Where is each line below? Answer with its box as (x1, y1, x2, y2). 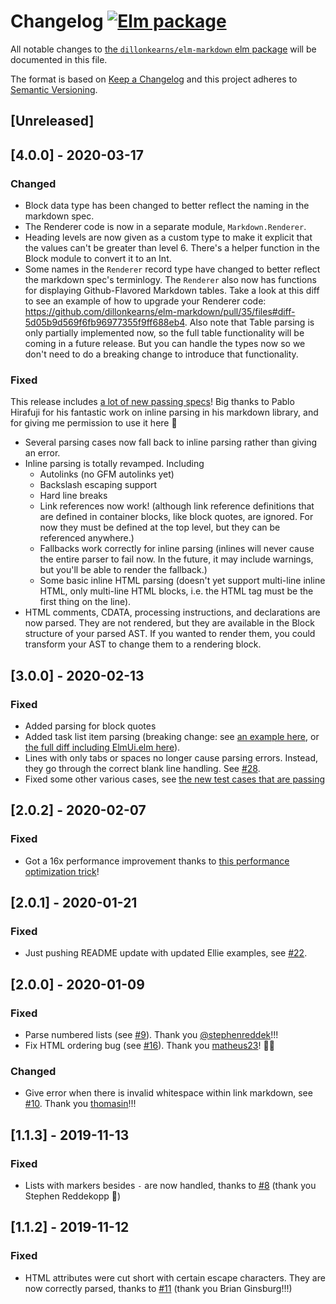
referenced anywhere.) (39, 532, 135, 544)
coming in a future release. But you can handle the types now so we (24, 338, 306, 350)
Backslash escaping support (39, 479, 158, 491)
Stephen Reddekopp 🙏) (24, 1190, 122, 1202)
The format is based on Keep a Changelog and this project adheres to (10, 73, 298, 85)
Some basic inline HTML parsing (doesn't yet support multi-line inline (39, 575, 326, 587)
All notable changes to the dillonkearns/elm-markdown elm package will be (10, 43, 317, 55)
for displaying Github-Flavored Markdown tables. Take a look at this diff (24, 285, 320, 297)
